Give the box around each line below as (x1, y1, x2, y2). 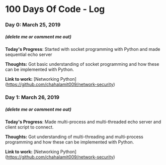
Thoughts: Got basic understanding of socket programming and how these (5, 61, 160, 67)
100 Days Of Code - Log (5, 3, 105, 15)
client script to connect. (5, 124, 54, 130)
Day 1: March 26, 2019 (5, 94, 60, 101)
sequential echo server (5, 51, 52, 58)
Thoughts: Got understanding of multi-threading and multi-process (5, 134, 144, 140)
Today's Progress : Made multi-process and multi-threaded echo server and (5, 119, 162, 125)
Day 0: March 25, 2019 (5, 21, 61, 28)
